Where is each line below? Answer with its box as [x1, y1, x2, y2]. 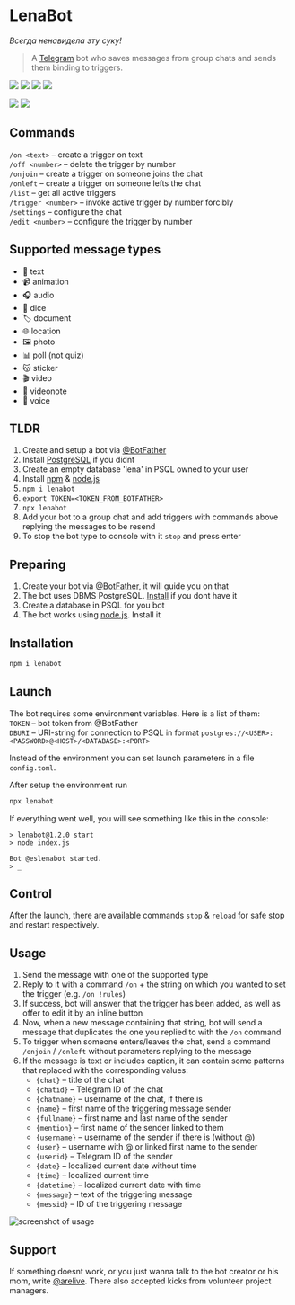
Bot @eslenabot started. [9, 854, 102, 863]
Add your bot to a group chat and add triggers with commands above [22, 511, 279, 522]
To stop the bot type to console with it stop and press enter [22, 531, 241, 542]
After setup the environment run [9, 779, 128, 790]
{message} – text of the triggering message [35, 1189, 193, 1200]
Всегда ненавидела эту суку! [9, 35, 123, 46]
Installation [9, 635, 74, 651]
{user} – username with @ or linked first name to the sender [35, 1141, 258, 1152]
